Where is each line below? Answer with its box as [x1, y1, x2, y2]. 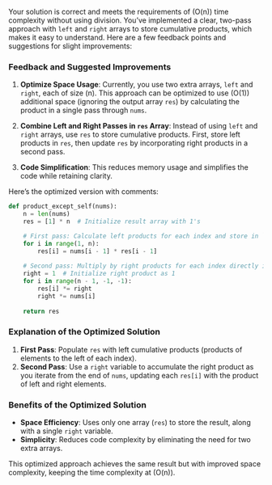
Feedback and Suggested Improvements [8, 61, 172, 72]
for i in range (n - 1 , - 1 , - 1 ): [23, 277, 132, 285]
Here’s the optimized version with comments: [8, 187, 159, 196]
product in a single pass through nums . [19, 105, 147, 116]
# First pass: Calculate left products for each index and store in [23, 232, 259, 240]
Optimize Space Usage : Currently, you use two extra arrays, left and [19, 80, 253, 90]
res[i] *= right [37, 285, 92, 293]
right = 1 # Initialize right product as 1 [23, 270, 176, 278]
